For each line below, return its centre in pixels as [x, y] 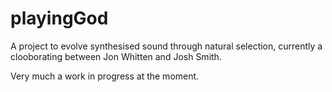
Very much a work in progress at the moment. [105, 76]
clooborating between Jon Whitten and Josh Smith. [116, 56]
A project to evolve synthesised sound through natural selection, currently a [166, 46]
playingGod [59, 18]
